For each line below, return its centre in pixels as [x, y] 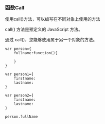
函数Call [15, 7]
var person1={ [19, 74]
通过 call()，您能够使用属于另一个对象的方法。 [51, 40]
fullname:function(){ [35, 53]
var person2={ [19, 95]
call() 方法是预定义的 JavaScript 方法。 [44, 30]
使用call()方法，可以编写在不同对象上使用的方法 [53, 19]
